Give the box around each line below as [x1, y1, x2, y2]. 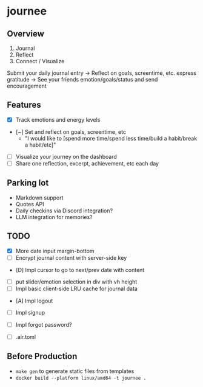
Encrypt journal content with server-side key [15, 254, 127, 261]
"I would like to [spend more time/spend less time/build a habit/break [24, 134, 198, 142]
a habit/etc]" [24, 141, 56, 148]
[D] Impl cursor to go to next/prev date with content [15, 266, 145, 273]
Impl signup [15, 309, 45, 316]
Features [7, 100, 41, 110]
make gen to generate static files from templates [15, 367, 135, 375]
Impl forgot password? [15, 321, 72, 328]
